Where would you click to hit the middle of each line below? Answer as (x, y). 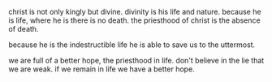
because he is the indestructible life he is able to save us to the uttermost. (132, 45)
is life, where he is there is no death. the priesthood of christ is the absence (135, 20)
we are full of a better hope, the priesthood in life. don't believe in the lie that (136, 60)
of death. (24, 29)
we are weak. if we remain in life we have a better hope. (101, 69)
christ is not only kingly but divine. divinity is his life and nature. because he (135, 12)
